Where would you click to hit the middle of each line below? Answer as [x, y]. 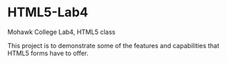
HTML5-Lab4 [48, 12]
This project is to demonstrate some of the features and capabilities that [113, 45]
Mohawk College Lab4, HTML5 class [61, 32]
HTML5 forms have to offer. [48, 53]
